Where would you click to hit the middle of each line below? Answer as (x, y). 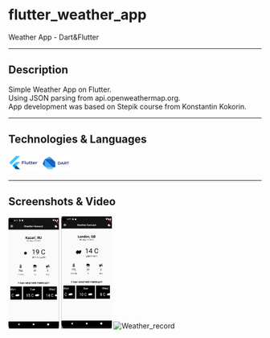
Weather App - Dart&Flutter (54, 37)
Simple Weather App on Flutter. (60, 89)
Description (38, 70)
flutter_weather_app (78, 15)
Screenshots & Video (62, 202)
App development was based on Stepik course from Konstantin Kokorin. (127, 106)
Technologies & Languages (78, 140)
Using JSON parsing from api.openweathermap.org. (94, 97)
